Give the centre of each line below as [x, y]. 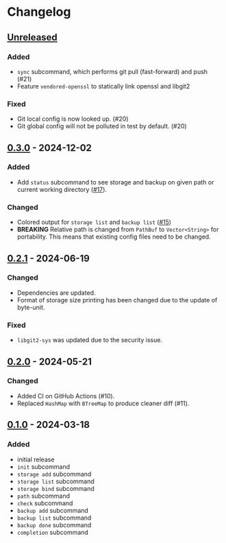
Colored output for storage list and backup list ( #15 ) [94, 222]
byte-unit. [31, 307]
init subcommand [43, 466]
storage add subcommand [54, 474]
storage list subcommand [55, 481]
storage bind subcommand [55, 488]
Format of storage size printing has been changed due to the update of [117, 300]
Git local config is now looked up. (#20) [73, 119]
